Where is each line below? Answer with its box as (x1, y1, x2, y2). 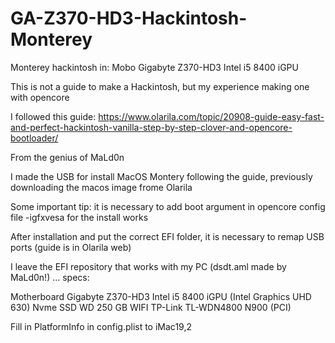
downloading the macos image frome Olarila (10, 181, 193, 193)
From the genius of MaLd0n (10, 151, 125, 163)
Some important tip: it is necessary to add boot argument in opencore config (10, 200, 326, 212)
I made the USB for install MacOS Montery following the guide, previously (10, 170, 313, 182)
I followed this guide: (10, 110, 97, 122)
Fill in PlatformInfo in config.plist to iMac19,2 (10, 320, 192, 332)
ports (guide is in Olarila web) (10, 241, 132, 253)
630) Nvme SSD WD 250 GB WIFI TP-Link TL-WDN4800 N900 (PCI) (10, 301, 292, 313)
